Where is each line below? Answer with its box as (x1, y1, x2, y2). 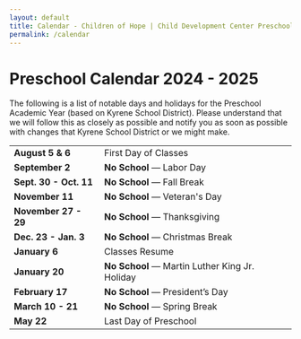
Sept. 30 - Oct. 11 (13, 176, 94, 188)
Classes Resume (104, 246, 175, 258)
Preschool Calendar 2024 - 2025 (9, 68, 259, 89)
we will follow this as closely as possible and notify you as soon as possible (9, 117, 288, 128)
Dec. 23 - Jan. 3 (13, 230, 85, 243)
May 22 (13, 315, 47, 327)
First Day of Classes (104, 147, 189, 160)
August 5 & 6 (13, 147, 72, 160)
